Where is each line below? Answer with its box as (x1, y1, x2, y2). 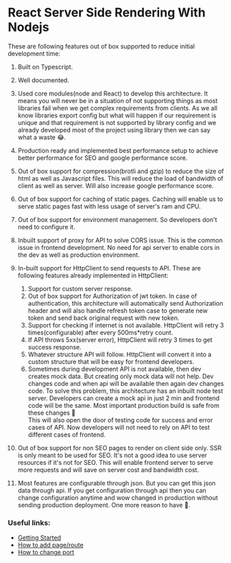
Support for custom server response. (27, 284, 133, 292)
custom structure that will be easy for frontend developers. (27, 357, 195, 365)
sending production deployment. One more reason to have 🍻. (17, 501, 191, 509)
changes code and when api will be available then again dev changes (27, 379, 224, 387)
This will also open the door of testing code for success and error (27, 415, 213, 424)
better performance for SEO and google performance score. (17, 153, 188, 162)
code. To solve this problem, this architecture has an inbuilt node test (27, 387, 223, 395)
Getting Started (17, 533, 61, 542)
